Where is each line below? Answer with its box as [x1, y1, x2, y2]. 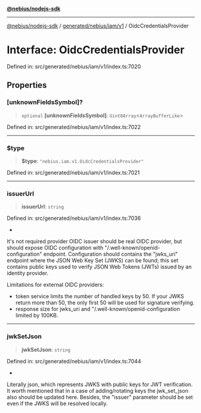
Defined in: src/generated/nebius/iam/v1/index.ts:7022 [7, 123, 141, 130]
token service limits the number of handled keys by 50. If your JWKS [15, 293, 184, 300]
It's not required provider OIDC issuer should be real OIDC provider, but [7, 238, 183, 245]
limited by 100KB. [15, 312, 58, 319]
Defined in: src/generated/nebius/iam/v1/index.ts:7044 [7, 357, 141, 365]
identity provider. [7, 270, 49, 277]
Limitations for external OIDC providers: [7, 281, 104, 289]
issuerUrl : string [21, 203, 64, 210]
